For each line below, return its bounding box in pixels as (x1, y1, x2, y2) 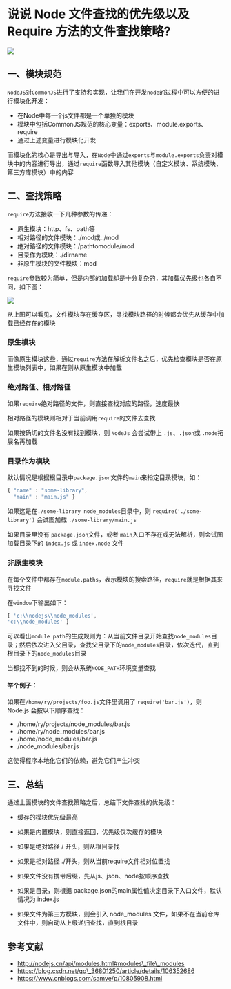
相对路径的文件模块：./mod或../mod (17, 233, 119, 241)
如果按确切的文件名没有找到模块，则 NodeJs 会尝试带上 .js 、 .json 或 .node (7, 429, 218, 437)
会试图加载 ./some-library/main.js (37, 516, 137, 524)
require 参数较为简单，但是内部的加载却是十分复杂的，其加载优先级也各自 (7, 274, 217, 282)
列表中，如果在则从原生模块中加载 (25, 363, 122, 371)
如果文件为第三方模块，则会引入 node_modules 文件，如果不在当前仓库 (17, 910, 220, 918)
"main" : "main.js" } (13, 494, 76, 501)
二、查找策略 (7, 190, 62, 202)
